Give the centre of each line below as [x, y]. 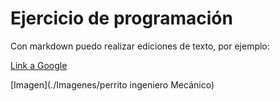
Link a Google [39, 65]
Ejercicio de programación [121, 18]
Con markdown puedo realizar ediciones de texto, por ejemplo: [140, 46]
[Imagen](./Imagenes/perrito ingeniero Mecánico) [112, 84]
